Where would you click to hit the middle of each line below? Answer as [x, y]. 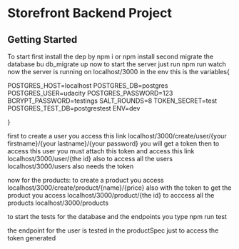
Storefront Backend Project [90, 13]
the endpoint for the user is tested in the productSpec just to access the [113, 230]
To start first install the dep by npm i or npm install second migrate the [111, 56]
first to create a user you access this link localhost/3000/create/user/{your [117, 136]
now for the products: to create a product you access [86, 180]
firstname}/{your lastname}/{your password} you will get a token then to [113, 143]
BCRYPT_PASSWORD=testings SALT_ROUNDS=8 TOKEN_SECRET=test [112, 101]
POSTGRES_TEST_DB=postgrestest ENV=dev [74, 108]
